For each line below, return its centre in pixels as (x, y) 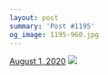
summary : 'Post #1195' (52, 26)
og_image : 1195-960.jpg (54, 34)
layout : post (34, 18)
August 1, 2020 (38, 61)
